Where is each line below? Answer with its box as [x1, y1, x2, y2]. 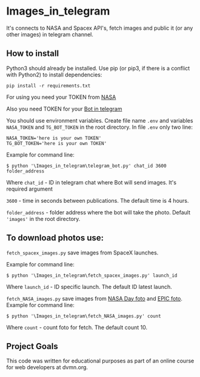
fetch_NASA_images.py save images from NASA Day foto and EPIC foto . [6, 294, 183, 302]
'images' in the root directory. [6, 215, 81, 222]
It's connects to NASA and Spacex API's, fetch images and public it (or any [6, 24, 193, 32]
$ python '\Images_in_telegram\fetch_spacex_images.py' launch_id [6, 272, 178, 279]
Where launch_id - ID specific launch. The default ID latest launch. [6, 283, 173, 290]
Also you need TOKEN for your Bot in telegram [6, 105, 122, 112]
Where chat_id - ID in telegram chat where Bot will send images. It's [6, 178, 177, 186]
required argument [6, 185, 53, 192]
